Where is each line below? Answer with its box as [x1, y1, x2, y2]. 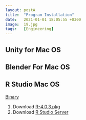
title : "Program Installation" [5, 12, 74, 17]
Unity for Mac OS [5, 45, 61, 54]
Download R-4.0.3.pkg [12, 103, 60, 110]
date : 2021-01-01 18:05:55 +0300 [5, 17, 81, 22]
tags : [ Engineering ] [5, 27, 54, 32]
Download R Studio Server [12, 109, 69, 115]
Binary [5, 93, 19, 100]
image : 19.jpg [5, 21, 38, 27]
